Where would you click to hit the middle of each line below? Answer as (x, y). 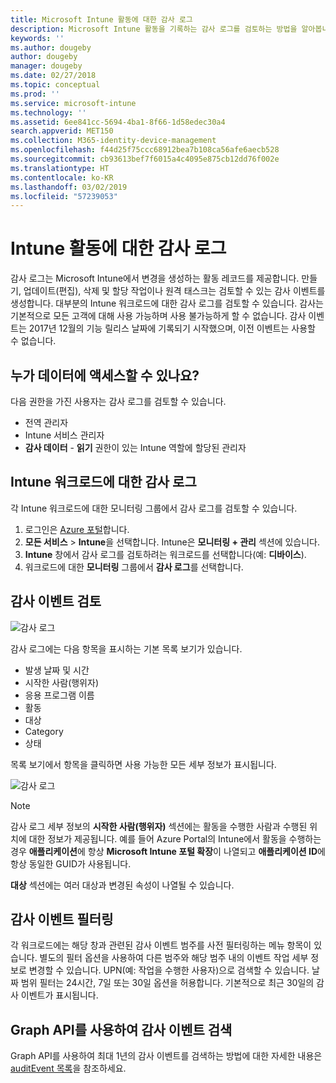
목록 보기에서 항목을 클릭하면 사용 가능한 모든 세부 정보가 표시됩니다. (143, 764)
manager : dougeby (46, 66)
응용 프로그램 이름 (59, 695)
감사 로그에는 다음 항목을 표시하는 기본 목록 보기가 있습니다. (126, 648)
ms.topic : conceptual (55, 85)
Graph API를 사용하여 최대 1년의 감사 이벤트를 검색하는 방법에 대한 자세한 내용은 (166, 1056)
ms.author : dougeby (51, 47)
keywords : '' (37, 38)
